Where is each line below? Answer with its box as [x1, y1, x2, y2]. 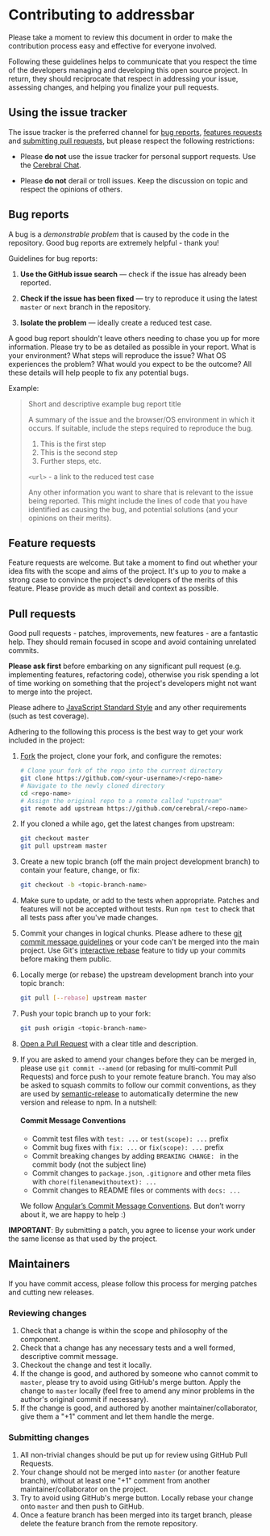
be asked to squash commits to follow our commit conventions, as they [19, 1080, 256, 1090]
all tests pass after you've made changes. [19, 913, 159, 923]
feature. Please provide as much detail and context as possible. [8, 583, 219, 593]
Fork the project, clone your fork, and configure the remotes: [19, 751, 222, 761]
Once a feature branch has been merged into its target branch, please [19, 1510, 252, 1520]
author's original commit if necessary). [19, 1395, 149, 1404]
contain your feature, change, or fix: [19, 865, 139, 875]
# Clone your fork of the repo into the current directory [19, 767, 223, 775]
